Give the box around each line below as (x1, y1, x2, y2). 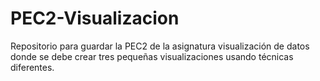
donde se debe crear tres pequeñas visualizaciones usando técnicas (10, 50, 294, 62)
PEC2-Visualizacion (10, 7, 180, 30)
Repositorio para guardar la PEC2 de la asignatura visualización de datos (10, 40, 310, 52)
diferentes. (10, 61, 55, 73)
